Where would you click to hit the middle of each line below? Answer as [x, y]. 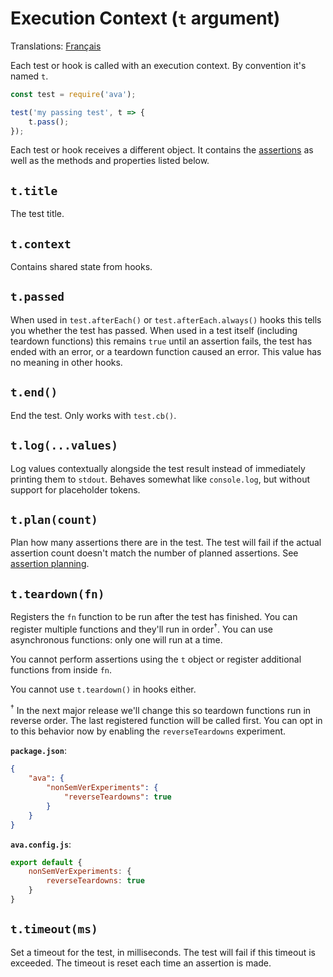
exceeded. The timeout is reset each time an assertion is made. [141, 963]
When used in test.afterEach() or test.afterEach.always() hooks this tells [166, 319]
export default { [46, 862]
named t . [29, 76]
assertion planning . [50, 564]
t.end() [34, 392]
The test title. [37, 214]
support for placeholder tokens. [75, 489]
